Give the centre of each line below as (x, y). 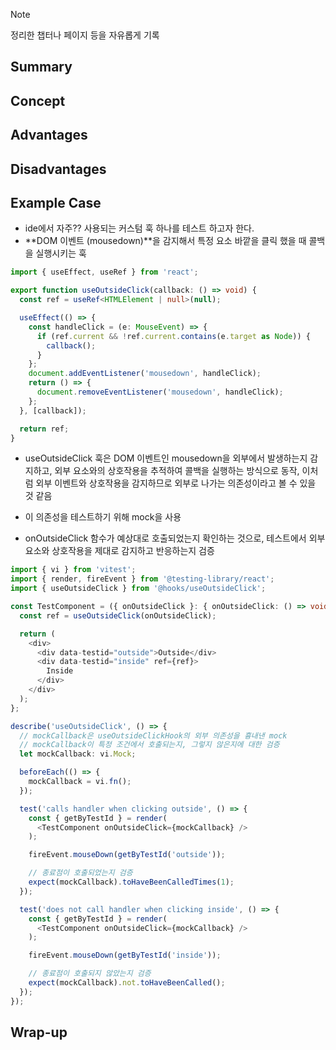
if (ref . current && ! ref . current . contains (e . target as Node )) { (173, 336)
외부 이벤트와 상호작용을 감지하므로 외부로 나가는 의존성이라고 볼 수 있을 (176, 483)
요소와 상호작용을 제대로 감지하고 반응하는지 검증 (119, 551)
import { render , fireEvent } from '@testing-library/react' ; (142, 579)
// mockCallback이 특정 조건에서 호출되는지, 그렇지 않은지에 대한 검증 (149, 745)
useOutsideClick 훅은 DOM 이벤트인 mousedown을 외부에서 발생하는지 (166, 458)
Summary (41, 67)
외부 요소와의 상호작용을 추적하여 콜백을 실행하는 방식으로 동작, (177, 471)
